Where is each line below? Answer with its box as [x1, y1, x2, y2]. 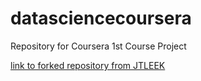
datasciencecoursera [10, 7, 192, 30]
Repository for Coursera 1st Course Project [10, 40, 187, 52]
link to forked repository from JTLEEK [10, 59, 166, 71]
